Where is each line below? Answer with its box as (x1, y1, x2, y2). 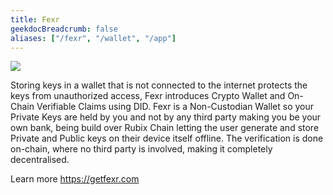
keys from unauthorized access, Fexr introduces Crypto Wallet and (10, 90, 286, 102)
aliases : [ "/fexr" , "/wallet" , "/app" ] (10, 33, 177, 43)
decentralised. (10, 154, 70, 166)
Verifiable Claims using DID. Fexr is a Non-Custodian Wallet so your (36, 101, 315, 113)
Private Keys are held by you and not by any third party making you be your (10, 111, 322, 123)
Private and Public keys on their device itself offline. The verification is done (10, 132, 324, 145)
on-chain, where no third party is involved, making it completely (10, 143, 273, 155)
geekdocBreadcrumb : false (10, 24, 118, 34)
